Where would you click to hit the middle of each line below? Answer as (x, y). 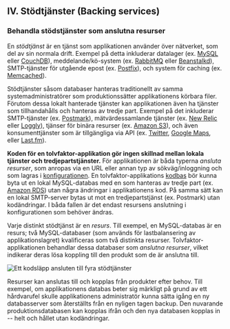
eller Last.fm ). (27, 140)
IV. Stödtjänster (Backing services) (84, 11)
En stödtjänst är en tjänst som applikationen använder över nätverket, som (113, 46)
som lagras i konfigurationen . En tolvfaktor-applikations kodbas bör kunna (112, 175)
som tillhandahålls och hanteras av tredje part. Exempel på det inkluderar (111, 110)
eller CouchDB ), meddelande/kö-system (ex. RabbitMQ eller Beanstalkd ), (111, 61)
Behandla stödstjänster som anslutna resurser (86, 31)
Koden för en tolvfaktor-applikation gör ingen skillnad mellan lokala (106, 153)
